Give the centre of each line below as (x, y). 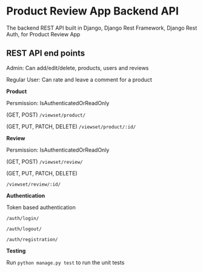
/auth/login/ (23, 218)
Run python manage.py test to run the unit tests (65, 262)
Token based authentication (41, 207)
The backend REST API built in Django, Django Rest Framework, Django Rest (102, 28)
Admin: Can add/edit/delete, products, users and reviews (78, 68)
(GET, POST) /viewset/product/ (46, 115)
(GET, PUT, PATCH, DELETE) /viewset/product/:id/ (71, 126)
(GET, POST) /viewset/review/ (45, 161)
